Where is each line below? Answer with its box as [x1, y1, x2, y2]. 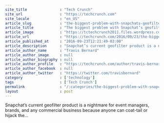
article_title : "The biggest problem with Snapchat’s [5, 25, 143, 30]
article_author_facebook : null [5, 66, 73, 71]
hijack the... [5, 113, 28, 119]
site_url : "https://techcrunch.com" [5, 12, 117, 17]
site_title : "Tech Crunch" [5, 7, 93, 12]
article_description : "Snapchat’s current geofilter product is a [5, 43, 156, 48]
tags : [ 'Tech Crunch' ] [5, 80, 97, 84]
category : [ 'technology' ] [5, 75, 95, 80]
